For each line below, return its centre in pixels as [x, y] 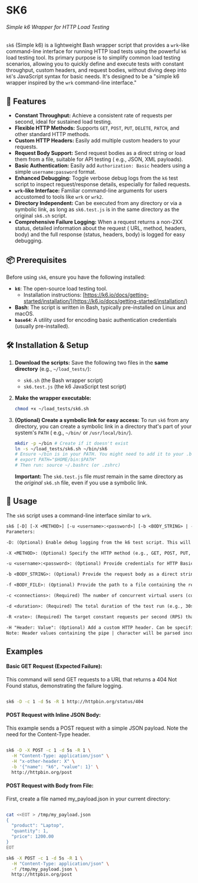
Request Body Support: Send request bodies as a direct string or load [100, 153]
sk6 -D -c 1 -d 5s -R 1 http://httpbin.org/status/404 [75, 701]
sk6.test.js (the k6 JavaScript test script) [75, 386]
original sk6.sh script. [41, 216]
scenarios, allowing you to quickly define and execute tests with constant [95, 64]
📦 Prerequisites [37, 260]
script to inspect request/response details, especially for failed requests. [103, 184]
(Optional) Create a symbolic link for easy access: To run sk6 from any [102, 420]
